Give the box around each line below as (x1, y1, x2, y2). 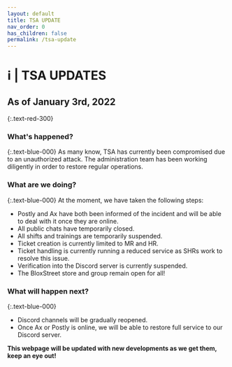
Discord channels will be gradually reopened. (17, 316, 148, 324)
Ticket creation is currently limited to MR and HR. (17, 239, 159, 247)
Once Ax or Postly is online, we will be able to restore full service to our (17, 323, 223, 332)
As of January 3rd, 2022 (7, 96, 116, 108)
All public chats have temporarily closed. (17, 224, 135, 233)
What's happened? (7, 132, 73, 142)
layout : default (7, 10, 55, 17)
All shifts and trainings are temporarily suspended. (17, 231, 163, 240)
